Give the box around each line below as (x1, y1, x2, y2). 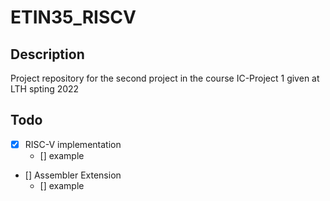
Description (10, 46, 85, 63)
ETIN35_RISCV (10, 6, 137, 29)
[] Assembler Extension (24, 169, 122, 181)
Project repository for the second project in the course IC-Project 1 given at (10, 72, 320, 84)
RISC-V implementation (24, 138, 122, 150)
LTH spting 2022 (10, 83, 80, 95)
